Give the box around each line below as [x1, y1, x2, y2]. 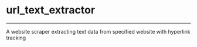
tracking [6, 34, 26, 41]
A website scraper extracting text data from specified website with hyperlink [6, 28, 191, 35]
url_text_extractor [6, 3, 96, 17]
